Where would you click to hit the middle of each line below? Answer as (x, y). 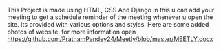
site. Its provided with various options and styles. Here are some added (108, 24)
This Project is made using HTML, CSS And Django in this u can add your (111, 10)
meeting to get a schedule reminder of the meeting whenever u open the (110, 17)
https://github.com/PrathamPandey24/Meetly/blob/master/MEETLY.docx (110, 39)
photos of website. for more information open (72, 32)
